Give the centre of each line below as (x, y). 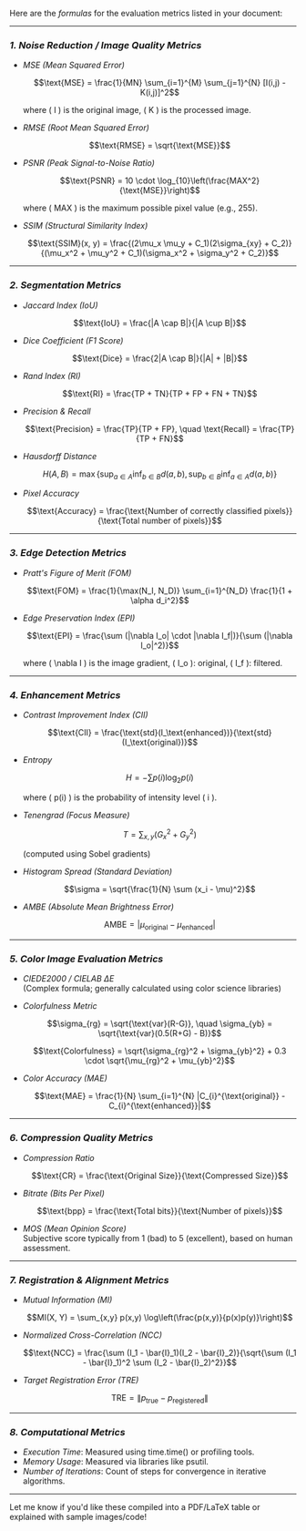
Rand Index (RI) (51, 375)
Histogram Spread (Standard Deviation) (97, 872)
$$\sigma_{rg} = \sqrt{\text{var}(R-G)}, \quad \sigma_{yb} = (160, 1023)
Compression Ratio (58, 1157)
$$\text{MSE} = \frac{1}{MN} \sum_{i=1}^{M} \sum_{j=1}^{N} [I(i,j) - (160, 83)
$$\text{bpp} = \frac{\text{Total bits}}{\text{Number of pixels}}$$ (160, 1210)
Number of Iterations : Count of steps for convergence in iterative (144, 1472)
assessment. (46, 1248)
